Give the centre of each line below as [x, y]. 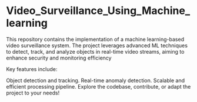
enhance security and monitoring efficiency [59, 58]
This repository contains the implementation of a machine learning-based [95, 39]
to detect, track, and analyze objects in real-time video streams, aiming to [95, 51]
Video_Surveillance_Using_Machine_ [98, 11]
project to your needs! [33, 93]
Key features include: [32, 69]
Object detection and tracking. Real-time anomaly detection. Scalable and [96, 80]
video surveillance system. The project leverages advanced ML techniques [97, 45]
